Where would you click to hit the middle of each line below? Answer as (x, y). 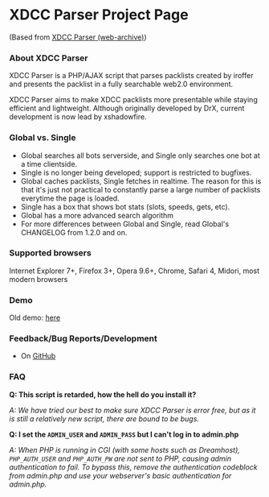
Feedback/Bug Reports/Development (83, 338)
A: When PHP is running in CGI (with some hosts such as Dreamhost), (124, 449)
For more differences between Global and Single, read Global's (125, 224)
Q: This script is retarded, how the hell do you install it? (103, 394)
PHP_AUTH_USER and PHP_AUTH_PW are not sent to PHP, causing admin (120, 458)
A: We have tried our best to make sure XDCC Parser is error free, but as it (132, 410)
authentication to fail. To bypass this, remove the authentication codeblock (133, 467)
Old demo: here (35, 318)
